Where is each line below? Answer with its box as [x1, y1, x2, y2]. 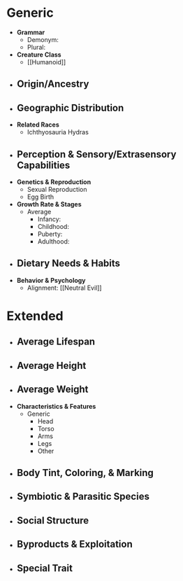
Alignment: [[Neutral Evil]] [27, 283, 102, 292]
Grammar [16, 28, 45, 36]
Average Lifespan [16, 336, 96, 348]
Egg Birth [27, 192, 54, 201]
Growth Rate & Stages [16, 199, 82, 208]
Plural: [27, 43, 46, 51]
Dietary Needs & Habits [16, 258, 120, 269]
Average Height [16, 359, 87, 372]
